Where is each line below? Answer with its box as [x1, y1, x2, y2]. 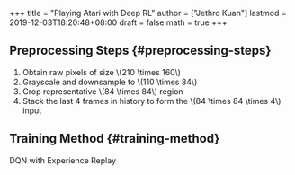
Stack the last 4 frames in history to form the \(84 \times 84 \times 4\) [22, 95, 282, 106]
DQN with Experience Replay [9, 154, 117, 165]
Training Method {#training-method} [9, 131, 220, 146]
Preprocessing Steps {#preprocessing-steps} [9, 43, 272, 58]
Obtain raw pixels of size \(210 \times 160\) [22, 66, 182, 77]
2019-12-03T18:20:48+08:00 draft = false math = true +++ [9, 17, 228, 28]
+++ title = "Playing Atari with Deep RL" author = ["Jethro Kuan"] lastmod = [9, 8, 287, 18]
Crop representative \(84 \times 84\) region [22, 85, 183, 97]
